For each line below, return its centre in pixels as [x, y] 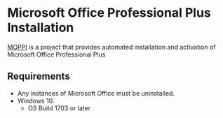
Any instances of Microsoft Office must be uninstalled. [96, 93]
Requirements [39, 76]
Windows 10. [36, 101]
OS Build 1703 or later [59, 108]
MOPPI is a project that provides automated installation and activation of [111, 47]
